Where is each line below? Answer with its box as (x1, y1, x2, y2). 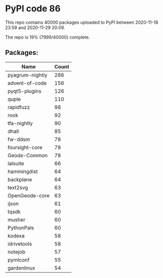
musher (7, 216, 26, 223)
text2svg (7, 184, 28, 191)
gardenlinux (7, 264, 36, 271)
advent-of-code (7, 80, 47, 87)
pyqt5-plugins (7, 88, 42, 94)
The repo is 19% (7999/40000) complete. (5, 34, 90, 40)
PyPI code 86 (5, 3, 61, 14)
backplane (7, 176, 32, 183)
